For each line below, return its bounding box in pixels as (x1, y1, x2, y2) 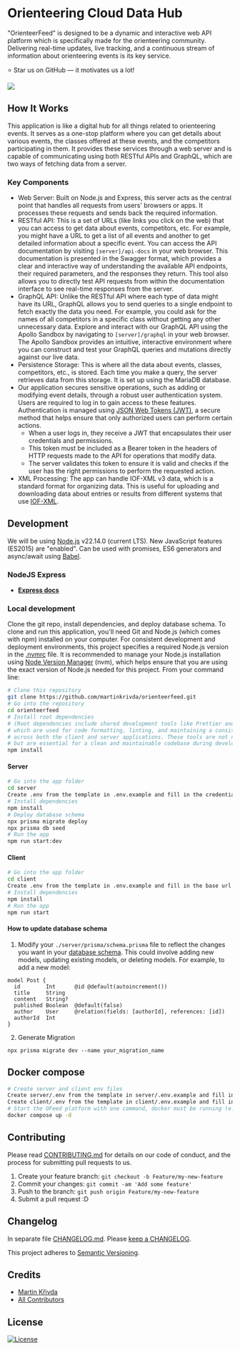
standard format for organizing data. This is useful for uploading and (17, 482, 219, 491)
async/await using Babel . (7, 551, 81, 560)
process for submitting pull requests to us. (7, 1158, 132, 1166)
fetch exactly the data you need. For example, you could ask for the (17, 307, 216, 316)
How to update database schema (7, 924, 108, 933)
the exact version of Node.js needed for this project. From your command (7, 666, 224, 674)
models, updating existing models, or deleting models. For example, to (17, 955, 225, 964)
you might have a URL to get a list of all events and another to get (17, 231, 211, 240)
